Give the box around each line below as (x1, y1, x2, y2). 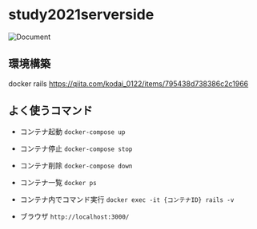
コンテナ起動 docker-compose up (19, 126, 126, 136)
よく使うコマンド (8, 104, 93, 117)
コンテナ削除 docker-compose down (19, 160, 133, 170)
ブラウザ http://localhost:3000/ (19, 211, 130, 221)
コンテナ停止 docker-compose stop (19, 144, 133, 153)
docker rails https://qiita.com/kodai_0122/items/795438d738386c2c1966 (8, 78, 249, 89)
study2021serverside (8, 6, 155, 24)
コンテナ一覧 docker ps (19, 177, 98, 187)
